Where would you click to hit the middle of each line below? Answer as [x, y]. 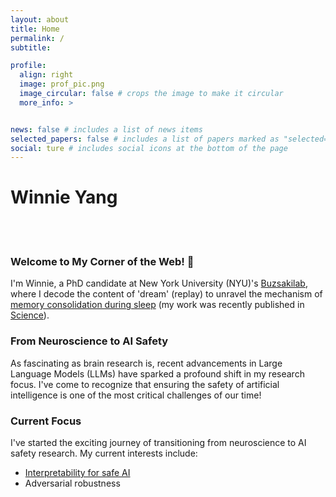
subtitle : [31, 47]
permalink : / [37, 38]
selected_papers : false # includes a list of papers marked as [145, 139]
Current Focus [46, 421]
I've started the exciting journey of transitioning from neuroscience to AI [158, 443]
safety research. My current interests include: [104, 453]
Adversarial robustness [72, 483]
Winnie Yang [64, 197]
